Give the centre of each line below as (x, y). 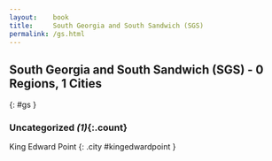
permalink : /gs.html (47, 34)
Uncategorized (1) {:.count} (69, 127)
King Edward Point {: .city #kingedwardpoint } (93, 147)
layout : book (39, 17)
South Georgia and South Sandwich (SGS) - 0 (136, 69)
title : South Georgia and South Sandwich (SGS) (106, 26)
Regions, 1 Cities (55, 84)
